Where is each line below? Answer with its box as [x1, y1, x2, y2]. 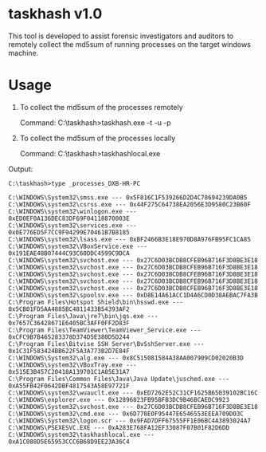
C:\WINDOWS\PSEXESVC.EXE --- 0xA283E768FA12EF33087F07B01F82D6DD [8, 423, 229, 431]
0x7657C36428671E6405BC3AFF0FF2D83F [8, 319, 130, 327]
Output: [8, 164, 33, 174]
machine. [8, 48, 39, 57]
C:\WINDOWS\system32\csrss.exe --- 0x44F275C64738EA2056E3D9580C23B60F [8, 200, 251, 208]
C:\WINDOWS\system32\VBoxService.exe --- [8, 242, 148, 250]
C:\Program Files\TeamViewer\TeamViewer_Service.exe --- [8, 326, 201, 334]
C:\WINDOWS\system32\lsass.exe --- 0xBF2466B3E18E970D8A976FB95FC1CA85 [8, 235, 251, 243]
